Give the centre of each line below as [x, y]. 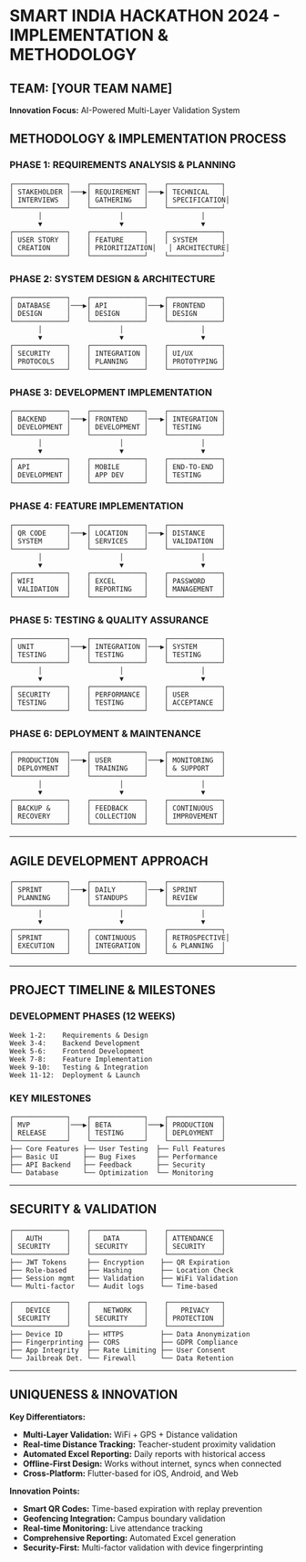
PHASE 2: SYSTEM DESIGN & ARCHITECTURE [112, 278]
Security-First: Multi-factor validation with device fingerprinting [143, 1547]
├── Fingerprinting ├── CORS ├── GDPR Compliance [124, 1342]
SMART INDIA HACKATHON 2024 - [145, 16]
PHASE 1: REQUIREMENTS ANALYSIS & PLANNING [123, 165]
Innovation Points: [45, 1491]
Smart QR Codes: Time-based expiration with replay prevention [142, 1508]
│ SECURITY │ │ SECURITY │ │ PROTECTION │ [117, 1318]
